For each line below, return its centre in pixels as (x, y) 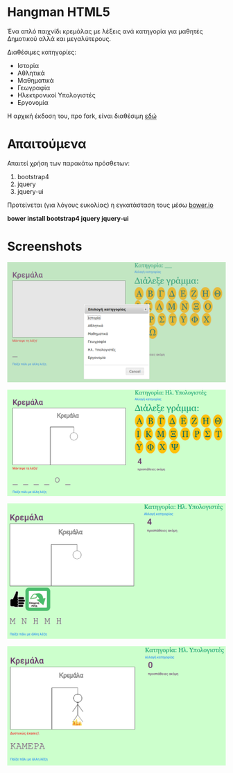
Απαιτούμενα (47, 144)
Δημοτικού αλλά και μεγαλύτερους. (59, 38)
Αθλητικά (31, 73)
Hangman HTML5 (59, 12)
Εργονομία (33, 102)
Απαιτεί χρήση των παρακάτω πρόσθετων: (69, 163)
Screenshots (45, 247)
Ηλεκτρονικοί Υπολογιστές (56, 95)
